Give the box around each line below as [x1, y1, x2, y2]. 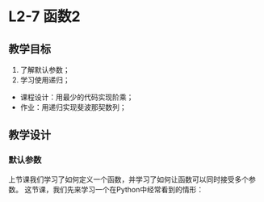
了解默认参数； [19, 65, 70, 74]
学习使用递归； [19, 75, 70, 85]
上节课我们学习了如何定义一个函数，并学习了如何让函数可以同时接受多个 [8, 175, 249, 184]
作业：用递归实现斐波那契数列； [19, 103, 127, 112]
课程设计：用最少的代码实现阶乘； [19, 92, 134, 102]
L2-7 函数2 [8, 7, 81, 26]
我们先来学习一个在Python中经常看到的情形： [52, 184, 204, 194]
